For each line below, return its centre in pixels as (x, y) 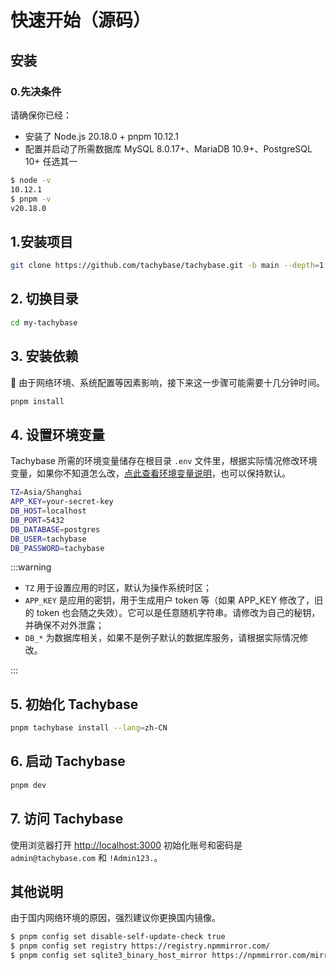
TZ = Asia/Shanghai (46, 492)
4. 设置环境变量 (57, 434)
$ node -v (31, 180)
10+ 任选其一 (51, 161)
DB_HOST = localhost (48, 511)
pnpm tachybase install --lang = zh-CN (89, 728)
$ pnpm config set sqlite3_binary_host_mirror (109, 956)
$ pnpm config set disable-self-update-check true (118, 937)
